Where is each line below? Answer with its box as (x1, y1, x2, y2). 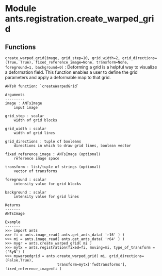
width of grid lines (14, 130, 55, 135)
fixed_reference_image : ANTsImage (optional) (5, 152, 101, 157)
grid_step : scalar (5, 114, 45, 118)
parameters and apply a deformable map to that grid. (5, 75, 111, 80)
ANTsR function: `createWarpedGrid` (5, 84, 79, 89)
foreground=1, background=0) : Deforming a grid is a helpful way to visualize (5, 64, 157, 70)
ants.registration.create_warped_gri (5, 13, 154, 24)
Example (5, 220, 21, 225)
